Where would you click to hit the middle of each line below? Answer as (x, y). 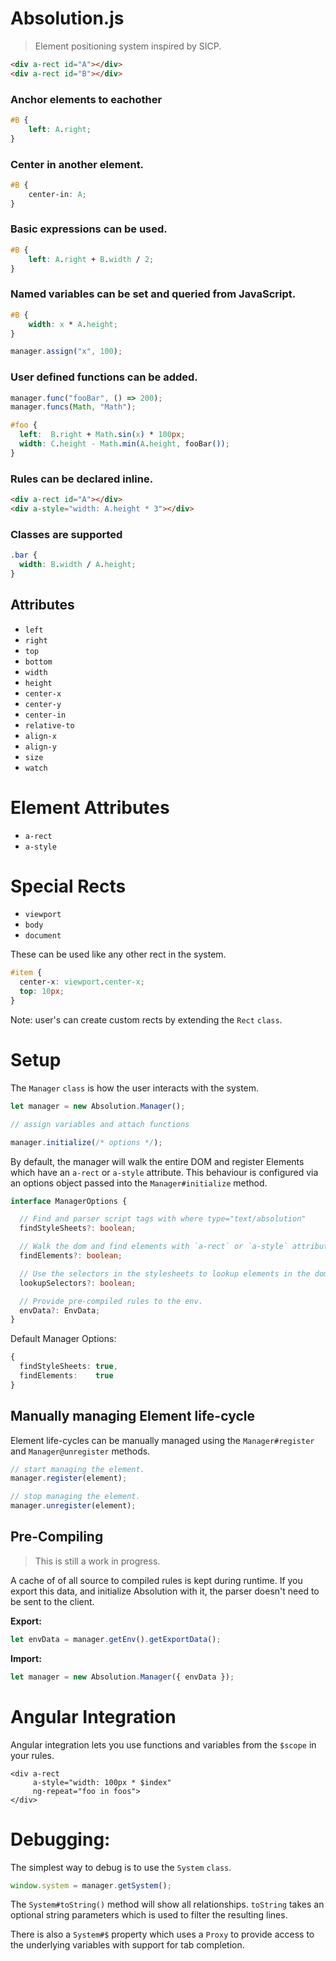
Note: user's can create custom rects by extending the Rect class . (146, 1019)
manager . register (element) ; (69, 1478)
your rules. (32, 1755)
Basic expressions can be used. (89, 229)
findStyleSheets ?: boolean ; (78, 1228)
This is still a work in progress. (97, 1561)
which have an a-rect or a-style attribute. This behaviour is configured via (164, 1172)
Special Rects (68, 886)
